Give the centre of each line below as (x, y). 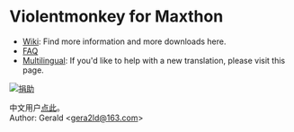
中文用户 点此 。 (37, 107)
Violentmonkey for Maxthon (116, 17)
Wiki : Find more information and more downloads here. (124, 41)
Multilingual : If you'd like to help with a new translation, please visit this (154, 60)
